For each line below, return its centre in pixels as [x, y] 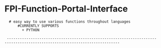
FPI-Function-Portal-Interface [66, 9]
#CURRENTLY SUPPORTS [38, 26]
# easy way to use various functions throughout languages [70, 22]
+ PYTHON [31, 30]
